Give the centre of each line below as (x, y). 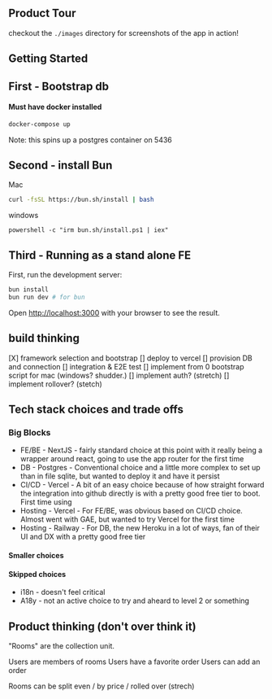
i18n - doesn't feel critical (63, 592)
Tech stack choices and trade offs (96, 410)
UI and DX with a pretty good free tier (83, 537)
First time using (46, 502)
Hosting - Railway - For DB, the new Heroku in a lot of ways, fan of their (140, 528)
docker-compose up (39, 124)
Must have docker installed (55, 107)
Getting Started (48, 59)
